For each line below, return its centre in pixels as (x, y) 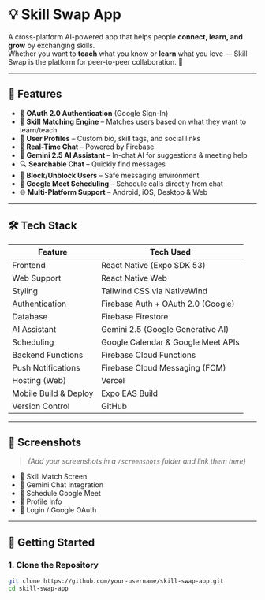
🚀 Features (35, 94)
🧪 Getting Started (52, 542)
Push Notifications (46, 367)
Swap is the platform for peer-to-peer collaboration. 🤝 (96, 61)
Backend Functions (48, 355)
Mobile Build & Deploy (53, 393)
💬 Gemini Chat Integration (62, 485)
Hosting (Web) (39, 380)
